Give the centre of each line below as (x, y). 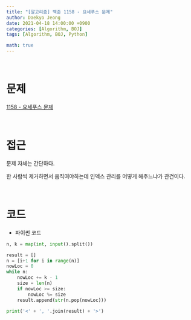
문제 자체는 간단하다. (31, 163)
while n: (17, 272)
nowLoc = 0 (20, 266)
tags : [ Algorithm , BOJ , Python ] (47, 35)
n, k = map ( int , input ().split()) (50, 244)
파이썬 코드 (28, 232)
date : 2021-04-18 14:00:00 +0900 (48, 23)
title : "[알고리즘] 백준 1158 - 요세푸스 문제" (60, 12)
